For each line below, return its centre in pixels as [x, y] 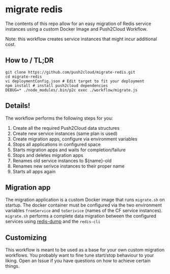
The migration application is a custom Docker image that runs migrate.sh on [85, 200]
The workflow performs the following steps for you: [59, 118]
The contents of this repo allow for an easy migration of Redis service [78, 24]
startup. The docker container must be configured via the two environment [83, 205]
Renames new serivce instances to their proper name [68, 166]
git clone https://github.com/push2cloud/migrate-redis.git [70, 72]
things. [12, 266]
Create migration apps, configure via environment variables [75, 139]
